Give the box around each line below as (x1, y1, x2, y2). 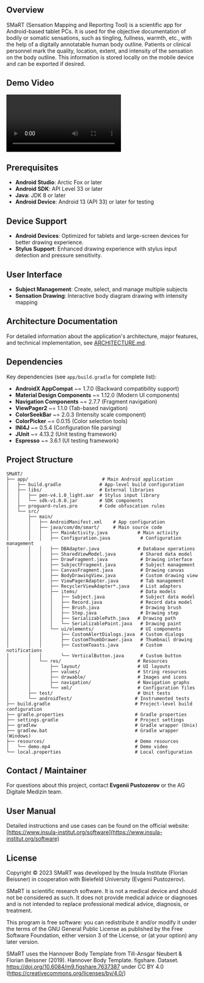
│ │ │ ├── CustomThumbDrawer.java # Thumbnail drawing (6, 636, 192, 642)
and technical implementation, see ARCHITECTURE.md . (6, 339, 147, 346)
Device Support (6, 216, 67, 226)
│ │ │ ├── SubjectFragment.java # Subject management (6, 562, 195, 568)
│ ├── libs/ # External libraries (6, 487, 155, 493)
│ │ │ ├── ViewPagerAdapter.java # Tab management (6, 578, 184, 584)
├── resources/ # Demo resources (6, 738, 179, 745)
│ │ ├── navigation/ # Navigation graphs (6, 679, 190, 685)
